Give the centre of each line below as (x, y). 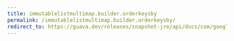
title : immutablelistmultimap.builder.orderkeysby (82, 14)
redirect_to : (26, 26)
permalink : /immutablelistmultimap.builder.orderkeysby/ (92, 20)
